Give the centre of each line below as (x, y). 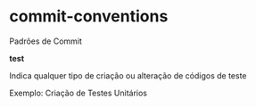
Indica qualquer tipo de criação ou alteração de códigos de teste (128, 75)
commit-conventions (89, 16)
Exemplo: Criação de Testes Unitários (78, 93)
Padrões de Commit (46, 41)
